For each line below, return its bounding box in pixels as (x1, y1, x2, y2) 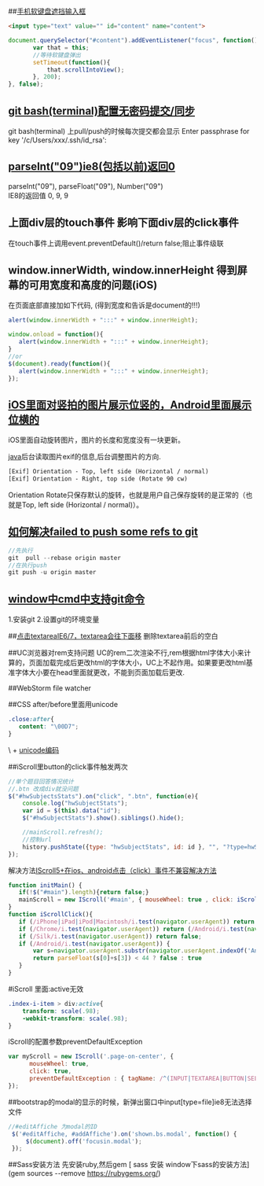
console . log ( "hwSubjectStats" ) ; (22, 800, 128, 808)
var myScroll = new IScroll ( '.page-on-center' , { (8, 1052, 174, 1061)
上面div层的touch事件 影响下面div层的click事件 (8, 216, 240, 230)
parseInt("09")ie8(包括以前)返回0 (8, 160, 175, 174)
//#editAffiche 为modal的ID (8, 1122, 98, 1130)
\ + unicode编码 (8, 745, 60, 754)
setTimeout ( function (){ (32, 58, 111, 66)
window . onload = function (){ (8, 330, 104, 339)
